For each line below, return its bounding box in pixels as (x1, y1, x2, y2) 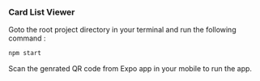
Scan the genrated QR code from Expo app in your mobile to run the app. (8, 64, 253, 74)
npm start (8, 49, 42, 58)
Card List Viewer (8, 6, 75, 18)
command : (8, 33, 46, 43)
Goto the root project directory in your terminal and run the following (8, 25, 237, 35)
